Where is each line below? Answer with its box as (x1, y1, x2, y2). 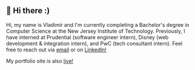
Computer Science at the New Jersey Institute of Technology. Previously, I (6, 27, 186, 34)
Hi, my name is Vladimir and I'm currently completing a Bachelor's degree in (6, 21, 190, 28)
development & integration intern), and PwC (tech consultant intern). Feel (6, 40, 183, 47)
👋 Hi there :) (6, 6, 50, 16)
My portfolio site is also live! (6, 57, 74, 64)
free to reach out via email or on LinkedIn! (6, 46, 107, 53)
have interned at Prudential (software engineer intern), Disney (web (6, 33, 169, 41)
